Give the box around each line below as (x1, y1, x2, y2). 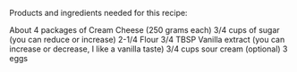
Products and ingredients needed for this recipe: (9, 8, 188, 18)
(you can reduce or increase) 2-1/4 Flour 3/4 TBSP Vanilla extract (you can (9, 35, 285, 44)
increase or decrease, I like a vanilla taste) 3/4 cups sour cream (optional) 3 (9, 44, 288, 54)
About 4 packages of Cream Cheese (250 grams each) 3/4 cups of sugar (9, 25, 280, 35)
